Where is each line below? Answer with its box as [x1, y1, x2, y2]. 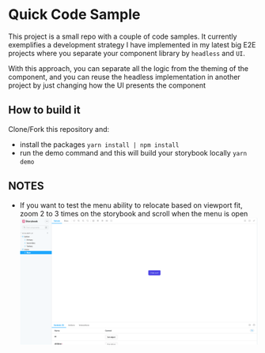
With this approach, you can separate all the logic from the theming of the [8, 63, 249, 73]
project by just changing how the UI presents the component [8, 81, 206, 90]
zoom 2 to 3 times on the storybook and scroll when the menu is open [19, 208, 248, 218]
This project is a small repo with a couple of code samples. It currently [8, 32, 237, 41]
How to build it [8, 103, 81, 117]
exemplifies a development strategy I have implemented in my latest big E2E [8, 39, 256, 49]
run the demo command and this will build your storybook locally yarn [19, 148, 248, 157]
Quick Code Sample [8, 6, 141, 24]
